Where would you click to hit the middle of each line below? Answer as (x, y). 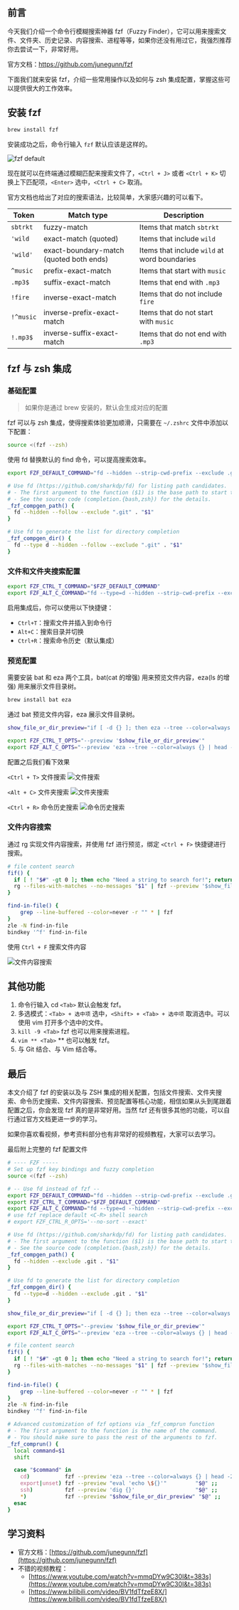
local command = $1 (39, 1451)
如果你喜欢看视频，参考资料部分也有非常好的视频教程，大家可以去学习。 (113, 1134)
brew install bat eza (39, 700)
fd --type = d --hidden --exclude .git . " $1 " (81, 1294)
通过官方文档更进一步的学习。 (57, 1119)
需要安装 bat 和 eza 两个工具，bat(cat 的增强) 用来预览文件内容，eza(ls (111, 677)
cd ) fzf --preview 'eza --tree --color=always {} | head (122, 1477)
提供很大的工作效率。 (44, 88)
